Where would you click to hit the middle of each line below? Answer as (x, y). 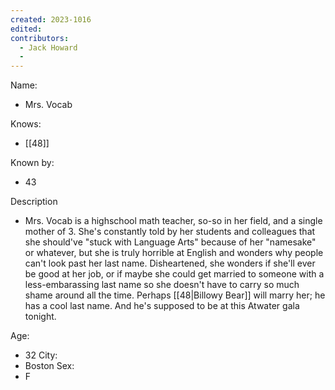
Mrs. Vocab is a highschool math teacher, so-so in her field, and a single (173, 221)
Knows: (26, 124)
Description (34, 202)
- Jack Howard (48, 47)
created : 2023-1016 (51, 19)
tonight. (40, 317)
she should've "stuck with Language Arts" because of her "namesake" (170, 242)
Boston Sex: (49, 366)
